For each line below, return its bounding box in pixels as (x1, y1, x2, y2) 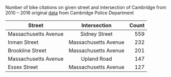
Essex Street (8, 64, 38, 70)
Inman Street (8, 39, 39, 45)
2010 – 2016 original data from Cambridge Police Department (5, 10, 134, 16)
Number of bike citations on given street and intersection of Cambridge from (5, 5, 166, 10)
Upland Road (81, 56, 112, 62)
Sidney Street (80, 31, 113, 37)
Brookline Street (8, 47, 47, 54)
